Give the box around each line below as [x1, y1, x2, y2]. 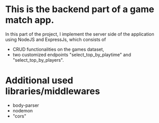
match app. [5, 14, 54, 26]
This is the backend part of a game [5, 4, 154, 15]
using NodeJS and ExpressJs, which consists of [5, 36, 106, 43]
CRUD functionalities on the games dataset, [12, 46, 104, 52]
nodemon [12, 107, 33, 113]
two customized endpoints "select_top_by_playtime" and [12, 52, 131, 58]
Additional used [5, 75, 74, 87]
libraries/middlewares [5, 86, 100, 97]
